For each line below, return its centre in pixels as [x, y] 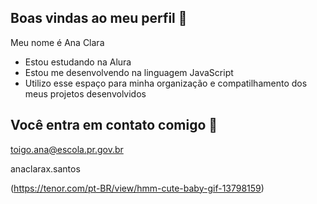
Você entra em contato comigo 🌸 [114, 125]
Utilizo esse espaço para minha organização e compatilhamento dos [166, 83]
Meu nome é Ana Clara [57, 42]
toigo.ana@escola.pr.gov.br [67, 149]
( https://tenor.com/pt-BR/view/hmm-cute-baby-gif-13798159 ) [137, 188]
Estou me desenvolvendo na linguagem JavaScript [129, 72]
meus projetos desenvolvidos [85, 93]
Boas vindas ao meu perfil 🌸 [99, 18]
